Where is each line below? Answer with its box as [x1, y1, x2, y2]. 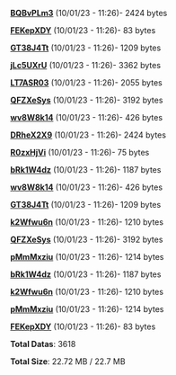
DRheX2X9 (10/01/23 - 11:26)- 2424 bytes [10, 129, 167, 140]
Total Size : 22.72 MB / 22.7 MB [10, 356, 126, 367]
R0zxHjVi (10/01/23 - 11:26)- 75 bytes [10, 147, 150, 157]
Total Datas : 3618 [10, 339, 76, 349]
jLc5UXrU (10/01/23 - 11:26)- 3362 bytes [10, 60, 161, 70]
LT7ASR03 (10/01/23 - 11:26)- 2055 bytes [10, 77, 163, 88]
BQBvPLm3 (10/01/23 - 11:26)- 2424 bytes [10, 8, 168, 18]
